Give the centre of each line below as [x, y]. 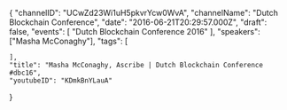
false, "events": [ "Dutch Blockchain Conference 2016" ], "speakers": [135, 31]
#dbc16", [25, 73]
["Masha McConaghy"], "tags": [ [69, 41]
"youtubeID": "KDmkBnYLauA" [61, 81]
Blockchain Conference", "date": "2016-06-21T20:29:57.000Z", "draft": [138, 22]
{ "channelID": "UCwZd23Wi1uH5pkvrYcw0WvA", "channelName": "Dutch [144, 13]
